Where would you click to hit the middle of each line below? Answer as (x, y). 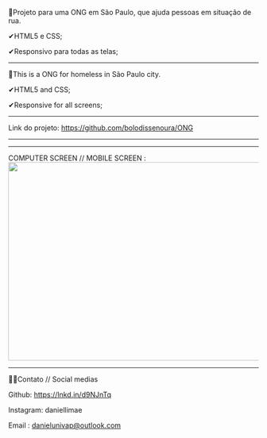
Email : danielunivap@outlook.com (65, 425)
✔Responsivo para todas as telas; (63, 51)
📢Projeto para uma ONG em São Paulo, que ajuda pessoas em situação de (130, 12)
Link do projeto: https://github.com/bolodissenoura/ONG (101, 128)
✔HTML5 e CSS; (35, 36)
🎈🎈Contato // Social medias (53, 379)
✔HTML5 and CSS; (40, 90)
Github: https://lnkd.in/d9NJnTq (60, 394)
